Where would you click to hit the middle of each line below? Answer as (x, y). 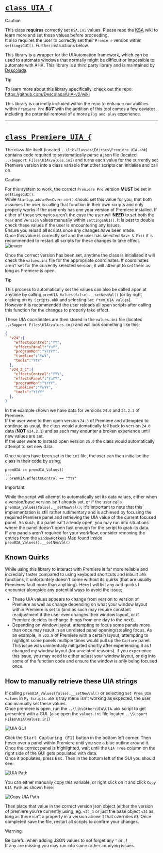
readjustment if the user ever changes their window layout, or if (75, 614)
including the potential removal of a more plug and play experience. (73, 114)
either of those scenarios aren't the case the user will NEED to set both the (80, 215)
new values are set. (24, 436)
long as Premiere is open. (31, 271)
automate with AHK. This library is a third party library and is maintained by (80, 65)
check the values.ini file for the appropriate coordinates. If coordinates (77, 260)
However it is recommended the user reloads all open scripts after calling (78, 305)
